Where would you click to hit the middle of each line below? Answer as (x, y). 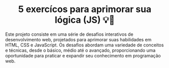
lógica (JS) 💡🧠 (85, 20)
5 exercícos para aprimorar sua (85, 9)
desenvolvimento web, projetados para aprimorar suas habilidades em (78, 39)
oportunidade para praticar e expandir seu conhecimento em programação (83, 55)
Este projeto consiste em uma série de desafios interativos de (69, 34)
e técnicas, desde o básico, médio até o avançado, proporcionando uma (80, 50)
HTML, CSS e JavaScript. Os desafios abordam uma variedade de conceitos (84, 45)
